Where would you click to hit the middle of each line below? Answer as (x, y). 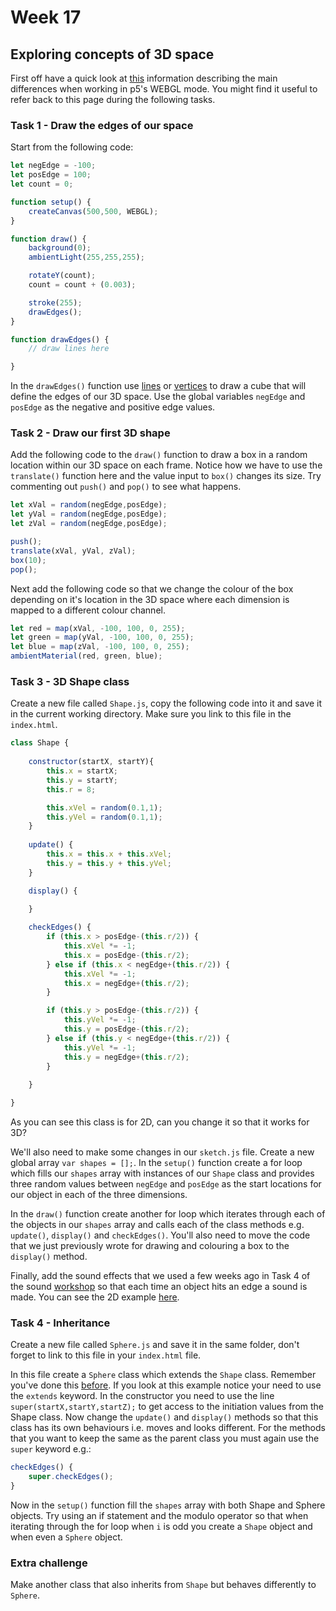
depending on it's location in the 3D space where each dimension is (150, 599)
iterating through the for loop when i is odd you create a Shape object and (161, 1526)
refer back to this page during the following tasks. (113, 99)
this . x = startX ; (82, 771)
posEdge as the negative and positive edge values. (113, 407)
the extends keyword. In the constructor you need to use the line (142, 1396)
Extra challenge (49, 1563)
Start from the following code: (72, 147)
